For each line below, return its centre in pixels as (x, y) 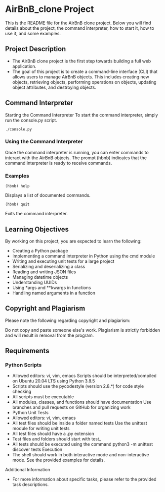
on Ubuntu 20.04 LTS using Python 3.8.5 (54, 381)
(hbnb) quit (17, 204)
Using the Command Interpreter (44, 141)
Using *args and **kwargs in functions (52, 287)
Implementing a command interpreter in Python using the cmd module (83, 256)
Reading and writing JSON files (44, 272)
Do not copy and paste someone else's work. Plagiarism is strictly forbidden (83, 330)
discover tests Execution (37, 449)
